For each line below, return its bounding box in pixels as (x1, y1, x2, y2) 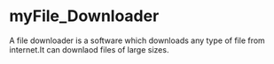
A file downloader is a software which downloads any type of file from (9, 35, 266, 46)
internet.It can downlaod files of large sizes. (9, 44, 169, 54)
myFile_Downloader (9, 6, 160, 26)
